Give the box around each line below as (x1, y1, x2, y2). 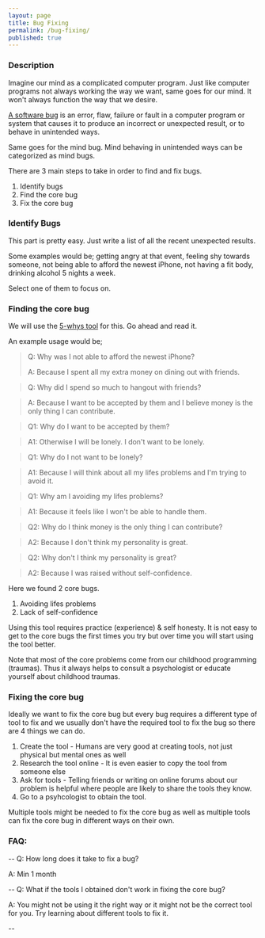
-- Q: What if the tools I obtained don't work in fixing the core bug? (8, 884, 225, 894)
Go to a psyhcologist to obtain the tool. (19, 792, 146, 802)
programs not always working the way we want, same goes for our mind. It (8, 86, 252, 96)
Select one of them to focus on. (8, 283, 111, 293)
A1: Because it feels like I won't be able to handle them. (27, 507, 207, 517)
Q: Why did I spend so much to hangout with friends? (27, 383, 202, 392)
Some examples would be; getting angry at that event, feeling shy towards (8, 251, 251, 261)
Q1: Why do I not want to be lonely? (27, 452, 143, 462)
